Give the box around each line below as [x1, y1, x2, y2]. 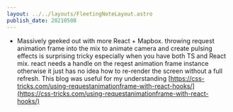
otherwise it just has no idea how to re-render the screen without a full [16, 67, 223, 75]
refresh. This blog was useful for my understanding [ [16, 74, 171, 82]
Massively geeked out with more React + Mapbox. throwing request [16, 36, 215, 45]
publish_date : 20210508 [6, 17, 77, 24]
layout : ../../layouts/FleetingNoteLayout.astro [6, 10, 153, 18]
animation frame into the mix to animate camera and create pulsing [16, 44, 213, 52]
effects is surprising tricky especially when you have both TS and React [16, 51, 227, 60]
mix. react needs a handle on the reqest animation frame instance [16, 59, 209, 67]
